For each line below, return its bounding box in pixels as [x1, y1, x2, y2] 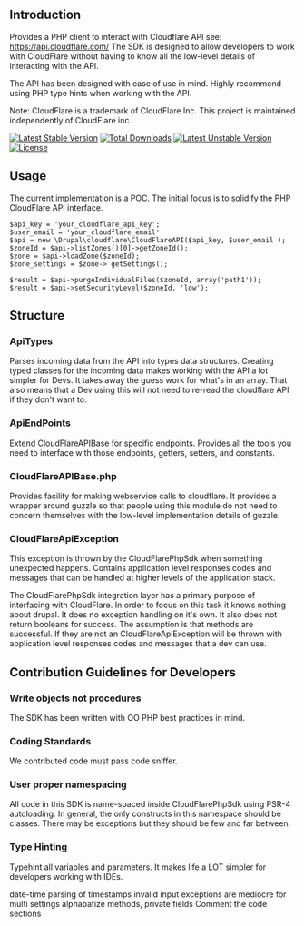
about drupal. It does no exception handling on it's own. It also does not [9, 609, 278, 620]
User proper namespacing [9, 778, 127, 791]
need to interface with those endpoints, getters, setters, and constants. [9, 447, 275, 458]
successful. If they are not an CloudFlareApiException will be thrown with [9, 628, 283, 639]
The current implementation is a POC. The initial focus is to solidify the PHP [9, 192, 291, 203]
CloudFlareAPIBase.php [9, 469, 117, 482]
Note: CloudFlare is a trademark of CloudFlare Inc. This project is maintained [9, 104, 296, 116]
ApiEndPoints [9, 417, 71, 429]
